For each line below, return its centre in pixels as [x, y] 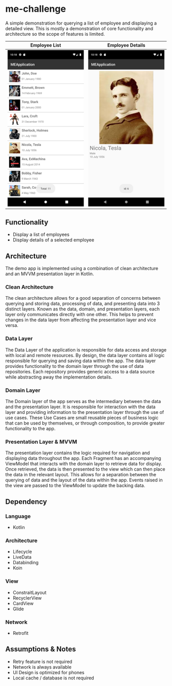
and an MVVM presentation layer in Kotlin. [50, 274]
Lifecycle [22, 552]
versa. [12, 325]
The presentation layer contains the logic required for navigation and [78, 453]
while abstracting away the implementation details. [59, 377]
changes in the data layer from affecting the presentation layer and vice [81, 320]
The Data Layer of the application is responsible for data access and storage [86, 350]
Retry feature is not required [42, 661]
